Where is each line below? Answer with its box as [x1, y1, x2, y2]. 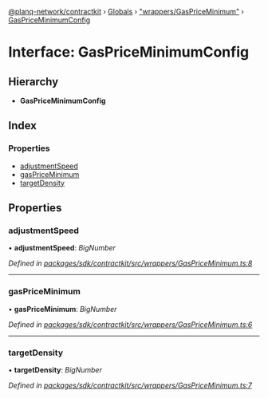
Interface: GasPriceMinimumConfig [8, 43, 250, 61]
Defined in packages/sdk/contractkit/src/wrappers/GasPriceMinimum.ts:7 [8, 380, 253, 390]
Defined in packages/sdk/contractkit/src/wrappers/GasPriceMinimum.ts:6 [8, 319, 253, 329]
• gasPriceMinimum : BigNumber [8, 304, 117, 313]
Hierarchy [8, 75, 59, 89]
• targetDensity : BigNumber [8, 365, 102, 374]
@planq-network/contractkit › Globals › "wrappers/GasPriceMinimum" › [8, 7, 245, 16]
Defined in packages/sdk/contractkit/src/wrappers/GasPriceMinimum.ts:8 [8, 258, 253, 268]
